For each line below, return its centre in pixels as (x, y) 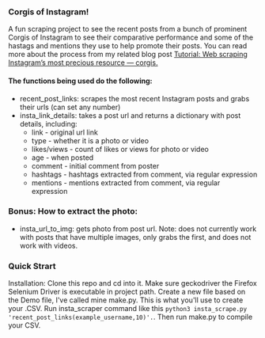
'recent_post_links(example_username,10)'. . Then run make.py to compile (131, 317)
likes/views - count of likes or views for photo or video (120, 149)
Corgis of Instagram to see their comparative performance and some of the (131, 37)
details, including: (48, 123)
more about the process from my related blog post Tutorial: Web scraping (128, 55)
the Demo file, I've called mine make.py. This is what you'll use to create (126, 300)
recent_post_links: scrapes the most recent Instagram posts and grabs (134, 98)
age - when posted (62, 158)
